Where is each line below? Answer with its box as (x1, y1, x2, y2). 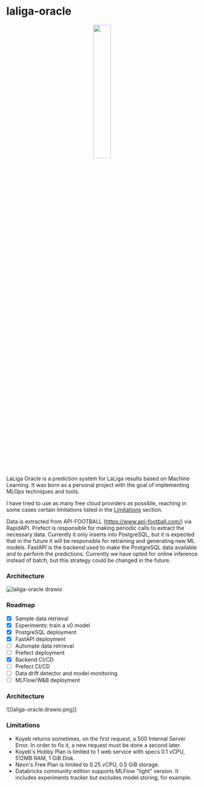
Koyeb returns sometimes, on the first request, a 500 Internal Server (15, 735, 186, 742)
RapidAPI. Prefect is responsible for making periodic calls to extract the (6, 524, 185, 531)
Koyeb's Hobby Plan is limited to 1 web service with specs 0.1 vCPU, (15, 747, 185, 755)
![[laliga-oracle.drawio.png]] (6, 706, 77, 713)
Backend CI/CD (15, 656, 54, 663)
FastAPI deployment (15, 635, 66, 643)
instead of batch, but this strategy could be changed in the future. (6, 556, 171, 564)
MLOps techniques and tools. (6, 488, 80, 495)
